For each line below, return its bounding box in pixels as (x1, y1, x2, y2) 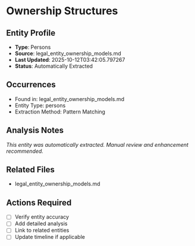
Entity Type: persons (14, 102, 66, 109)
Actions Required (6, 197, 72, 207)
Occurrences (6, 80, 56, 90)
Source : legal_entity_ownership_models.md (14, 50, 122, 57)
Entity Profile (6, 28, 55, 38)
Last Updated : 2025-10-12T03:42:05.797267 (14, 56, 125, 63)
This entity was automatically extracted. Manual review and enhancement (6, 141, 189, 148)
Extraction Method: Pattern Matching (14, 108, 106, 115)
